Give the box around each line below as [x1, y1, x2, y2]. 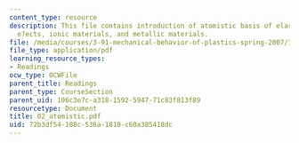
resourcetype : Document [9, 104, 98, 113]
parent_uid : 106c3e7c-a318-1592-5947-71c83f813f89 [9, 95, 201, 105]
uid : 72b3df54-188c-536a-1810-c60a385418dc [9, 121, 174, 130]
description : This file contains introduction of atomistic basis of [9, 21, 273, 30]
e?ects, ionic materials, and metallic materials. [17, 29, 209, 38]
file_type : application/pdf [9, 46, 114, 55]
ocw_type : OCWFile [9, 71, 77, 80]
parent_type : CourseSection [9, 87, 114, 96]
